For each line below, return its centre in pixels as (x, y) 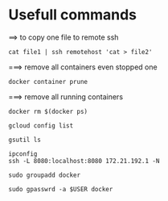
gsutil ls (25, 140)
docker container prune (48, 82)
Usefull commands (73, 15)
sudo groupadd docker (45, 175)
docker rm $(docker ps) (48, 111)
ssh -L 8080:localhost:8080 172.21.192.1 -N (84, 161)
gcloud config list (41, 126)
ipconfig (23, 154)
